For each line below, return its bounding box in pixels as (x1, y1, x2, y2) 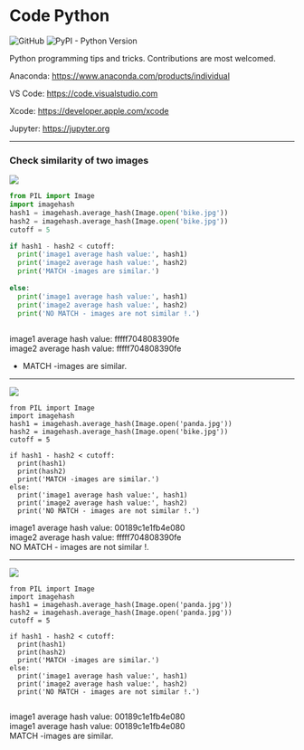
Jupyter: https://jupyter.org (9, 123, 110, 134)
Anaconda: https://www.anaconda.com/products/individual (9, 70, 231, 81)
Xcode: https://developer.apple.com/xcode (9, 105, 169, 116)
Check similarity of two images (9, 154, 149, 166)
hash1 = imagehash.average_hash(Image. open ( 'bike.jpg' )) (9, 208, 229, 217)
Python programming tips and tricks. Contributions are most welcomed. (9, 52, 276, 63)
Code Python (9, 5, 110, 26)
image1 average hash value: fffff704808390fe (9, 334, 180, 345)
